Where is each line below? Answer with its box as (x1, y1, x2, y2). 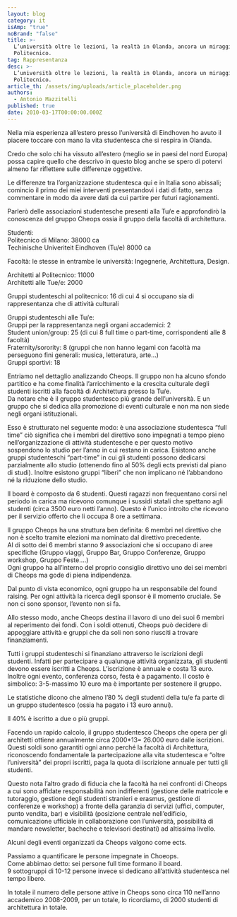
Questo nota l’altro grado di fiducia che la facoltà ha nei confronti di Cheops (7, 779, 228, 788)
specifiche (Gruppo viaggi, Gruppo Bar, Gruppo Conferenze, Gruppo (7, 548, 206, 556)
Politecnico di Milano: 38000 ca (7, 235, 100, 244)
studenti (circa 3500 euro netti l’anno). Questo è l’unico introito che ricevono (7, 504, 229, 513)
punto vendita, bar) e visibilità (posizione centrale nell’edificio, (7, 809, 188, 817)
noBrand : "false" (7, 30, 59, 37)
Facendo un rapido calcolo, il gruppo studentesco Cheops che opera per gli (7, 728, 227, 736)
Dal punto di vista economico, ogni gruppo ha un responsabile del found (7, 584, 217, 592)
